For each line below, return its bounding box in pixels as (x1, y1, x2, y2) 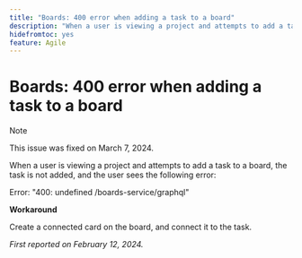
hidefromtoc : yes (9, 30, 75, 39)
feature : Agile (9, 38, 67, 47)
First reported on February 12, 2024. (9, 239, 144, 250)
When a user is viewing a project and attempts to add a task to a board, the (9, 160, 288, 171)
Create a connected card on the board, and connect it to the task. (9, 221, 253, 233)
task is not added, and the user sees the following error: (9, 169, 217, 180)
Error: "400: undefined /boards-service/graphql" (9, 187, 190, 198)
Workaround (9, 204, 58, 215)
